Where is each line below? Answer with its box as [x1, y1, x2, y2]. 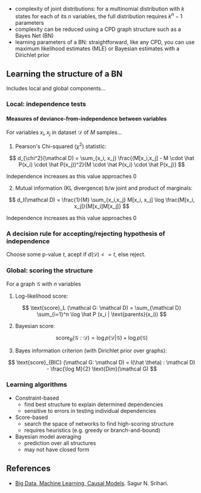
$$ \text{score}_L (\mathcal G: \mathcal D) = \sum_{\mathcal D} [22, 304, 182, 311]
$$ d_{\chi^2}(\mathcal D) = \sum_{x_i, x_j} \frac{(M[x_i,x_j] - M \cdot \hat [8, 155, 195, 162]
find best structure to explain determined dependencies [24, 400, 163, 408]
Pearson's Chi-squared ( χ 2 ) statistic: [15, 142, 107, 150]
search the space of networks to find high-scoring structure [24, 420, 174, 427]
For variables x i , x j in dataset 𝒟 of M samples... [6, 129, 122, 137]
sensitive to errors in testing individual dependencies [24, 407, 156, 414]
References [6, 463, 51, 474]
